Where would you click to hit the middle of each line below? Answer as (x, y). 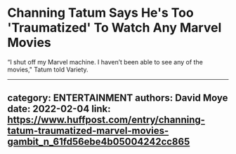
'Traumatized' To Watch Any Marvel (114, 28)
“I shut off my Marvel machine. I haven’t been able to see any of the (105, 62)
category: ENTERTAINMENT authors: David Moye (118, 98)
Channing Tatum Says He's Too (101, 13)
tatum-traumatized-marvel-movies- (88, 131)
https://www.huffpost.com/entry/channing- (106, 120)
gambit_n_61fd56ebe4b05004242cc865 (99, 142)
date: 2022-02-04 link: (59, 109)
